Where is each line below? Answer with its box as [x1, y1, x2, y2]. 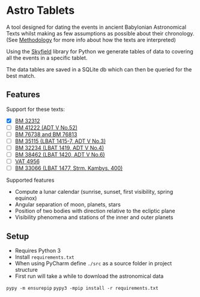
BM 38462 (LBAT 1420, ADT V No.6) [14, 151, 105, 158]
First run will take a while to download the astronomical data [14, 272, 164, 280]
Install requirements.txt [14, 253, 74, 261]
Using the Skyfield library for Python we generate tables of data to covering [6, 47, 193, 55]
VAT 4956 [14, 158, 40, 165]
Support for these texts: [6, 106, 65, 113]
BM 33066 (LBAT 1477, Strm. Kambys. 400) [14, 164, 123, 172]
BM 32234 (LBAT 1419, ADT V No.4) [14, 145, 105, 151]
